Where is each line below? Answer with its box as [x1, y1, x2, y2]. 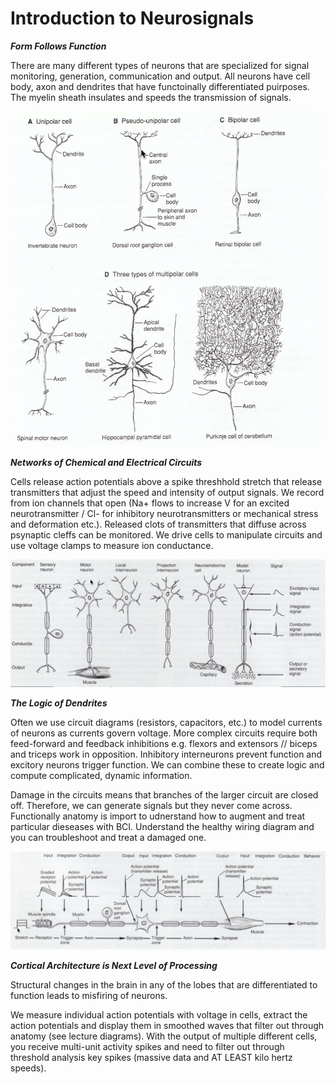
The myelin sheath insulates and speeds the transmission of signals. [10, 91, 292, 103]
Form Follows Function [10, 40, 107, 52]
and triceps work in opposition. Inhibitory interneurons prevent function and [10, 748, 323, 761]
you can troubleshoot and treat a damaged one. [10, 832, 207, 844]
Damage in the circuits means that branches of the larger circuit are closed [10, 789, 319, 801]
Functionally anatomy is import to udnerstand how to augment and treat [10, 810, 306, 822]
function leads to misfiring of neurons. [10, 989, 168, 1001]
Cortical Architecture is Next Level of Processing [10, 959, 218, 971]
